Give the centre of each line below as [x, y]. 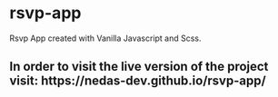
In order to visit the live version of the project [139, 67]
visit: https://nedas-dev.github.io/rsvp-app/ [138, 81]
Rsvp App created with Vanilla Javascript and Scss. [105, 38]
